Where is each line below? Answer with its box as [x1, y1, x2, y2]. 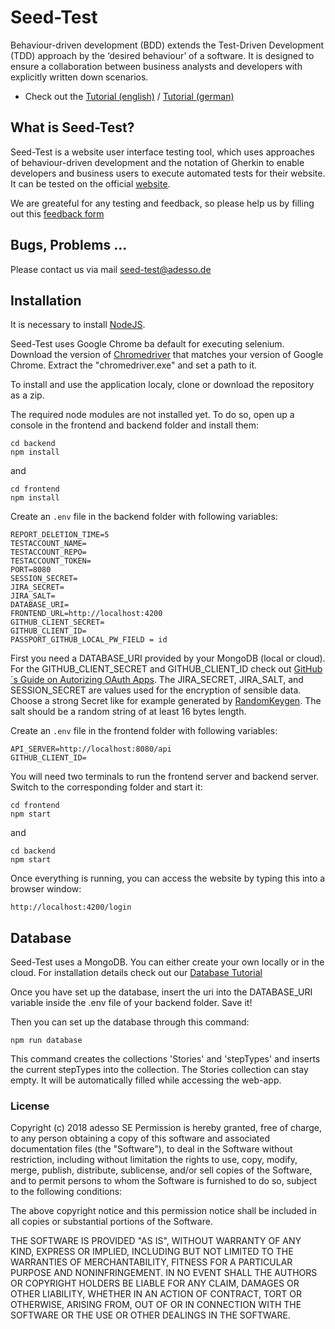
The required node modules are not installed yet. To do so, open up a [10, 409, 295, 421]
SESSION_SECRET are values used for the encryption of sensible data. [10, 684, 302, 696]
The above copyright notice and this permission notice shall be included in [10, 1205, 317, 1217]
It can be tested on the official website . [10, 177, 171, 190]
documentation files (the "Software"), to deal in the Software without [10, 1143, 293, 1155]
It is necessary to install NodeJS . [10, 319, 146, 331]
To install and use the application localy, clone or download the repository [10, 379, 315, 391]
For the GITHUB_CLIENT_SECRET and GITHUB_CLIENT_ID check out [10, 663, 292, 675]
